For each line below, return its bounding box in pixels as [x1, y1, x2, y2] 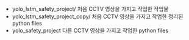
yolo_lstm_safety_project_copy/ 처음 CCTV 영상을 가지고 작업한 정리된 [12, 13, 184, 20]
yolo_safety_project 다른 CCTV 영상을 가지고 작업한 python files [12, 27, 169, 34]
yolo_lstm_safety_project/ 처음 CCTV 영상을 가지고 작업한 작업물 [12, 5, 169, 12]
